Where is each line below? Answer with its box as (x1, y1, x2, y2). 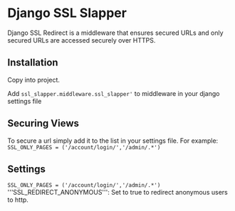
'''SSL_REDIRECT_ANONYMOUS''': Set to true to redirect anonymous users (7, 188, 228, 197)
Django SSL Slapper (7, 5, 127, 21)
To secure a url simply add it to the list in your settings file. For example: (7, 136, 219, 145)
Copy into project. (7, 75, 61, 84)
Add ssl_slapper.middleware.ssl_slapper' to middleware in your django (7, 89, 220, 97)
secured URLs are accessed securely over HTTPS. (7, 36, 156, 44)
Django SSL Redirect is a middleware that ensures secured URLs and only (7, 28, 224, 37)
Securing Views (7, 117, 80, 129)
